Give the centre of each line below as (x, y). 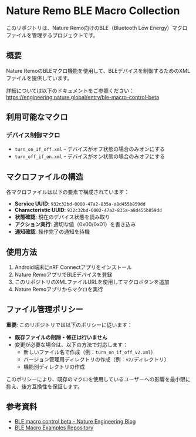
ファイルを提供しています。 (39, 78)
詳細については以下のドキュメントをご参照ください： (70, 90)
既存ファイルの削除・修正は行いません (61, 337)
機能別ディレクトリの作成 (54, 367)
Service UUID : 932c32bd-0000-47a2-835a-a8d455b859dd (80, 204)
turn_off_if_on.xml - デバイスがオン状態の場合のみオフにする (90, 156)
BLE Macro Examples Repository (54, 428)
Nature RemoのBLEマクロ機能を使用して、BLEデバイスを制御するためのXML (98, 70)
